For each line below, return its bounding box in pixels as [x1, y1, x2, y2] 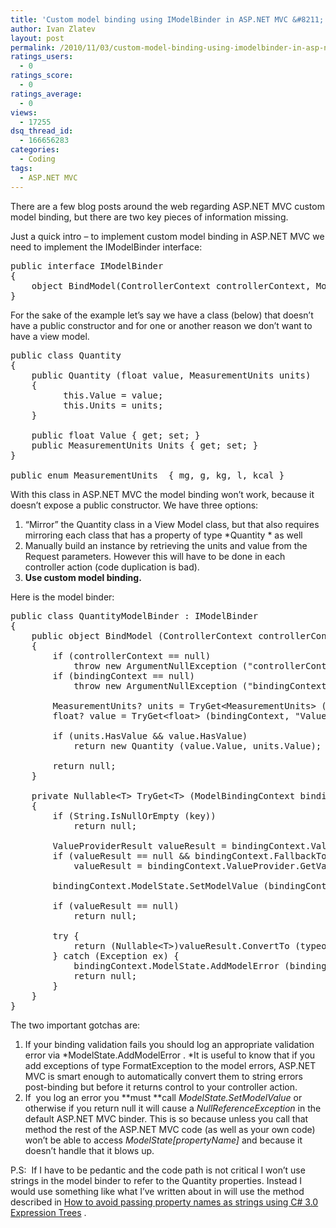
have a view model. [10, 330, 90, 342]
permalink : [10, 42, 56, 53]
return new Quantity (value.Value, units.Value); [73, 740, 322, 751]
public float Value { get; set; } [31, 429, 201, 441]
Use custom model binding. [24, 571, 142, 583]
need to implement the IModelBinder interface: [10, 241, 203, 253]
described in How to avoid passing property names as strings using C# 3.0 [10, 1196, 319, 1208]
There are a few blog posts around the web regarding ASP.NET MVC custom [10, 200, 325, 212]
